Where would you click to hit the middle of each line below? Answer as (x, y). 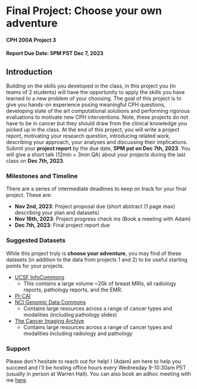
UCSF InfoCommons (39, 277)
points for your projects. (35, 266)
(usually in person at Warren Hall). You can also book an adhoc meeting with (98, 374)
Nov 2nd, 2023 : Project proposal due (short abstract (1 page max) (95, 206)
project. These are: (29, 195)
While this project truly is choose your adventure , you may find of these (94, 253)
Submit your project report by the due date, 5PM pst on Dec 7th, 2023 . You (98, 149)
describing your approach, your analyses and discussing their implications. (97, 142)
